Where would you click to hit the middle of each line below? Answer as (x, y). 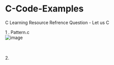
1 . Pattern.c (17, 32)
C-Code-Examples (44, 9)
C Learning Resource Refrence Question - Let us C (57, 22)
